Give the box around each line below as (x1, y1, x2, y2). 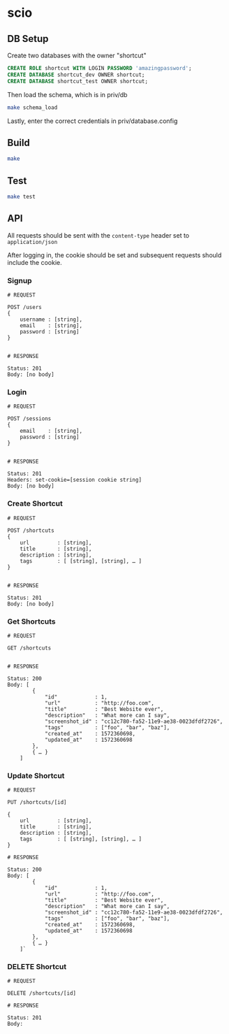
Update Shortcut (7, 770, 65, 780)
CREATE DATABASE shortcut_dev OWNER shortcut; (7, 71, 145, 78)
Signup (7, 275, 33, 285)
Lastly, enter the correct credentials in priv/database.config (7, 117, 178, 125)
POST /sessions (7, 415, 52, 422)
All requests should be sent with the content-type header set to (7, 231, 190, 239)
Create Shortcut (7, 498, 63, 508)
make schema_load (7, 103, 58, 111)
